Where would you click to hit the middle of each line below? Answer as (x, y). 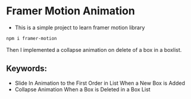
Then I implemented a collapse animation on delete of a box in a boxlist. (94, 49)
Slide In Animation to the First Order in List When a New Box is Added (100, 83)
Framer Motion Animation (71, 11)
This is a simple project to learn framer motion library (80, 27)
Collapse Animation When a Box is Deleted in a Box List (82, 89)
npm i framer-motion (32, 38)
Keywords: (27, 69)
